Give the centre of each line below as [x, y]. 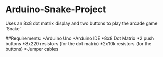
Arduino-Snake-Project [56, 9]
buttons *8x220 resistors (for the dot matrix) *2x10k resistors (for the [78, 43]
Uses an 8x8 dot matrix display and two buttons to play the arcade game [81, 23]
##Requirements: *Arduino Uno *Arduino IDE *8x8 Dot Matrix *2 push [80, 38]
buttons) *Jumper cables [32, 49]
